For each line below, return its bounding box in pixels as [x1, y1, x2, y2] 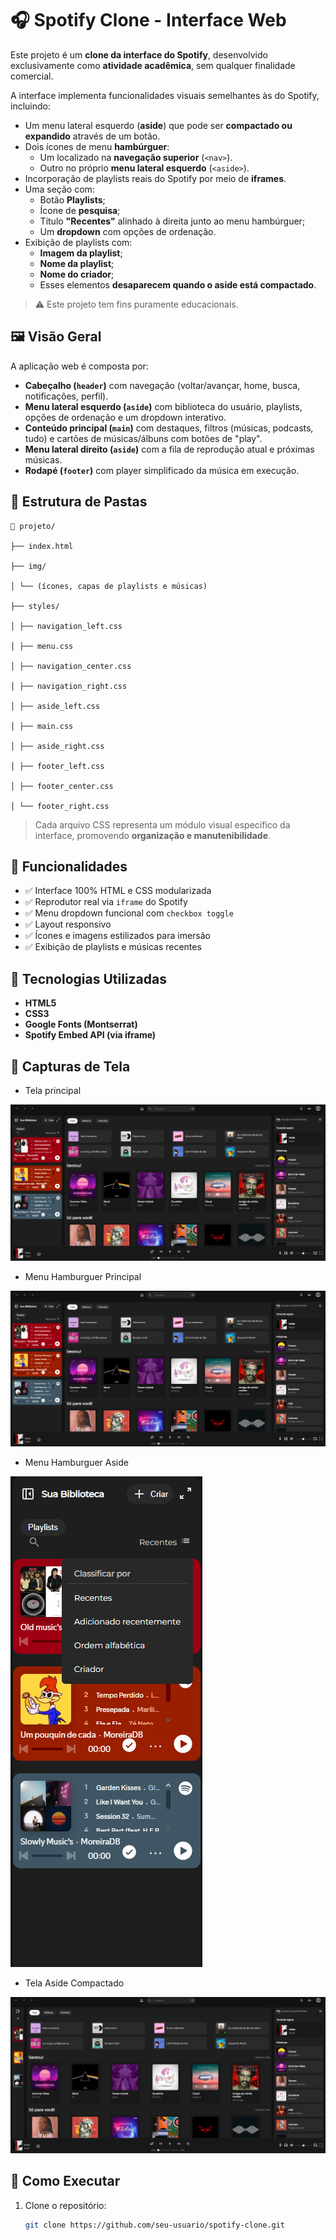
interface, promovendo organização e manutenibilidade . [34, 829, 272, 841]
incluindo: [10, 100, 51, 112]
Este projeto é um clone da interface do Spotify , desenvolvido [10, 48, 268, 61]
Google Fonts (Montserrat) [24, 1018, 138, 1031]
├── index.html [10, 541, 74, 551]
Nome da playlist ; [39, 257, 115, 269]
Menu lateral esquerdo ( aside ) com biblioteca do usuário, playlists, [24, 400, 303, 412]
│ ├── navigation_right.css [10, 681, 128, 691]
